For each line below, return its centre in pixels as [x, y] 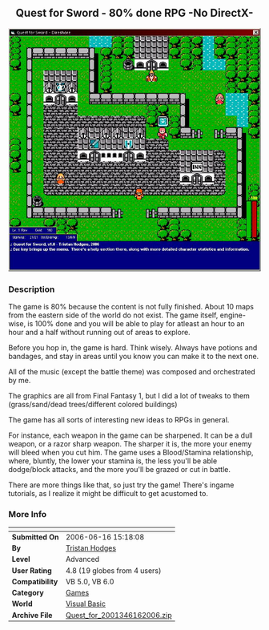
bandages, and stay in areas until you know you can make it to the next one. [134, 356]
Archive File [32, 615]
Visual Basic [86, 604]
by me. [20, 380]
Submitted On [35, 537]
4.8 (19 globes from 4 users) [113, 570]
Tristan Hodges [91, 548]
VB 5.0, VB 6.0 [90, 581]
